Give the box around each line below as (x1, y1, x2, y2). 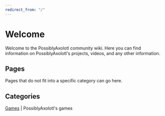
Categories (5, 92, 41, 101)
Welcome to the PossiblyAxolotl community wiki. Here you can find (5, 45, 141, 51)
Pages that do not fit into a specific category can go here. (5, 78, 123, 84)
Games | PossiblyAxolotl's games (5, 105, 73, 112)
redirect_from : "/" (5, 7, 45, 12)
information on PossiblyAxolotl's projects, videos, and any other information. (5, 50, 161, 56)
